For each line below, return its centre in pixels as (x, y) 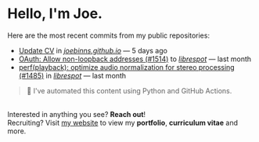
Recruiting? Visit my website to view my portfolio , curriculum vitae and (122, 122)
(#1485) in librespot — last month (72, 75)
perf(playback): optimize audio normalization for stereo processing (127, 67)
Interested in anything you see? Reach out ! (77, 114)
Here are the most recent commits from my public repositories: (109, 35)
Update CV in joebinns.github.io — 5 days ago (93, 50)
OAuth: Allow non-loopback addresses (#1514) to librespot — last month (135, 59)
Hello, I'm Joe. (55, 14)
